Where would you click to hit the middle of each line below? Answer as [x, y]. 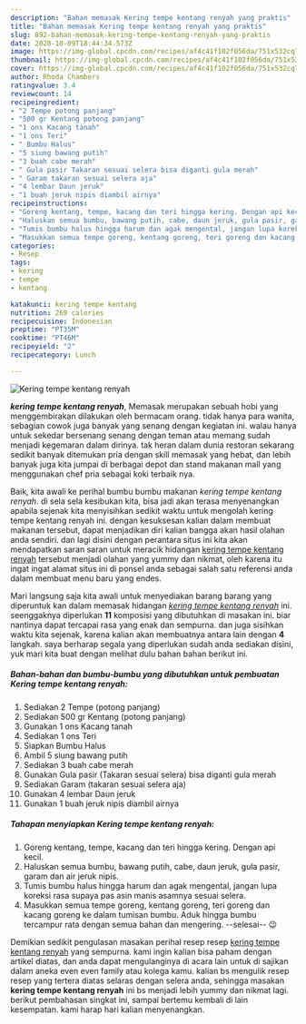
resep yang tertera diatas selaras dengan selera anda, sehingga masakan [148, 980]
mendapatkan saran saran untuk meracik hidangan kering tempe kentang [147, 549]
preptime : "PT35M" [45, 330]
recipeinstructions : [49, 204]
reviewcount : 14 [41, 94]
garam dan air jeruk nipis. [71, 876]
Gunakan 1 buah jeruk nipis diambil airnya [101, 803]
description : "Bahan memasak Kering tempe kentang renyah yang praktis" [151, 18]
